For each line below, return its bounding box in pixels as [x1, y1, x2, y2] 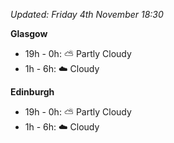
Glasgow [10, 28, 48, 39]
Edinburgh [10, 86, 55, 98]
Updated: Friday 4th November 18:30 [10, 9, 164, 20]
